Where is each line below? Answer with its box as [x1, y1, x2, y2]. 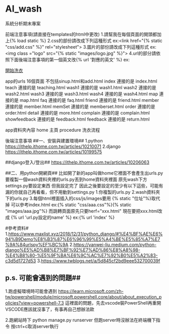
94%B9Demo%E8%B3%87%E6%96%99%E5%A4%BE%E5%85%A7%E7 [5, 236, 160, 242]
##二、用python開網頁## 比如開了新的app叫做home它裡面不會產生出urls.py [5, 170, 163, 176]
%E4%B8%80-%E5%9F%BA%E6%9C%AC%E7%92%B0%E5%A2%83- [5, 252, 158, 258]
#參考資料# [5, 225, 29, 231]
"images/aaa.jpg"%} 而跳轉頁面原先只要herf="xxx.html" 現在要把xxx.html [5, 208, 158, 214]
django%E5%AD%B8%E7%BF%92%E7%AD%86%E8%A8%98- [5, 247, 140, 253]
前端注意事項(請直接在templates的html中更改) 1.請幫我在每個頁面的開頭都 [5, 31, 157, 37]
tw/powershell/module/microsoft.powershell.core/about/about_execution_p [5, 293, 162, 300]
